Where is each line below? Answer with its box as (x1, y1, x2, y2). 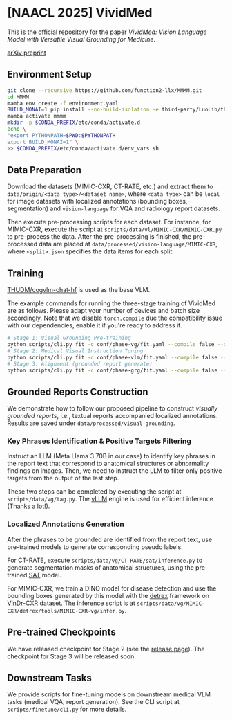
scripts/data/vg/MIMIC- (137, 600, 205, 607)
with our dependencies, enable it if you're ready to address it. (7, 321, 182, 330)
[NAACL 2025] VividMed (7, 5, 153, 21)
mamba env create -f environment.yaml (7, 100, 119, 107)
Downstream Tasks (7, 672, 92, 683)
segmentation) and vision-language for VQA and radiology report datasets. (7, 204, 221, 213)
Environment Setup (7, 69, 92, 80)
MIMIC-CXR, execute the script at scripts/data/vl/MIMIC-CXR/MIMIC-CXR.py (7, 225, 222, 233)
